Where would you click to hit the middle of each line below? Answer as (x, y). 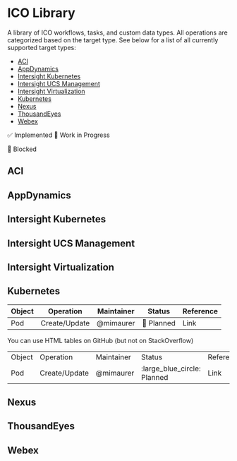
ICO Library (41, 13)
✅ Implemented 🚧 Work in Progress (59, 135)
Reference (200, 311)
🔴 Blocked (22, 149)
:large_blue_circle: (171, 369)
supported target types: (42, 47)
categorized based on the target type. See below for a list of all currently (113, 40)
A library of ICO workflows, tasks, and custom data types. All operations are (117, 32)
